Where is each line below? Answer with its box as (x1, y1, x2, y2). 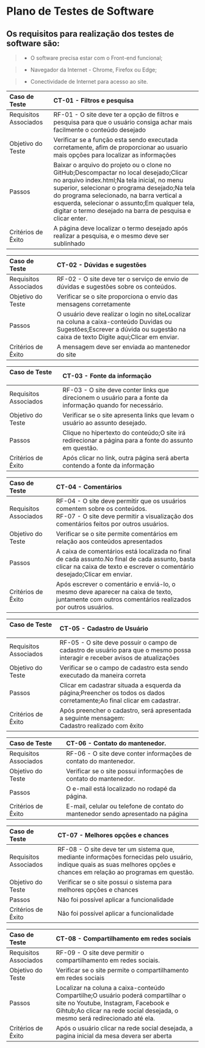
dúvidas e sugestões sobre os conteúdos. (57, 283, 177, 291)
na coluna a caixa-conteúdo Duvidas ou (57, 317, 172, 326)
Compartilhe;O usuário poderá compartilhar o (56, 991, 186, 999)
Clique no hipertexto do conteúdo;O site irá (62, 428, 186, 437)
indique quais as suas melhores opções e (57, 861, 176, 869)
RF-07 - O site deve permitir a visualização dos (56, 512, 194, 520)
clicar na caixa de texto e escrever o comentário (56, 563, 194, 571)
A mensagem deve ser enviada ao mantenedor (57, 343, 190, 351)
